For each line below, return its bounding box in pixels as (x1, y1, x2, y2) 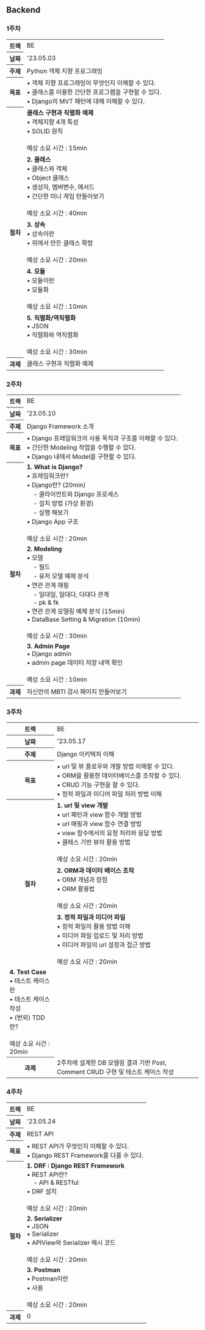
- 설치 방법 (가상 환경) (33, 499, 94, 508)
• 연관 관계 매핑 (26, 581, 69, 590)
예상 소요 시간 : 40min (26, 209, 87, 217)
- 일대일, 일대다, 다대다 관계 (33, 591, 109, 599)
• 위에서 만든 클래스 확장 (26, 239, 93, 247)
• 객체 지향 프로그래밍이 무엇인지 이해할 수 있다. (26, 79, 156, 88)
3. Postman (26, 1266, 61, 1274)
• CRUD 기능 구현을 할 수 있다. (57, 780, 140, 789)
